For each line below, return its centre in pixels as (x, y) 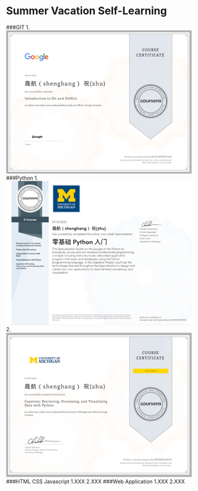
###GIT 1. (18, 27)
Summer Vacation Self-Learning (87, 11)
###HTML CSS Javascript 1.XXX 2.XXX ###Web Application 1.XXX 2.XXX (95, 481)
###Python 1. (22, 178)
